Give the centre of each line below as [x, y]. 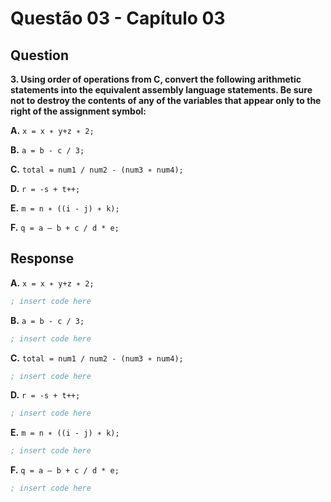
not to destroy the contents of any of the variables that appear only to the [166, 100]
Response [42, 258]
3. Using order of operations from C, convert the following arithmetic [156, 79]
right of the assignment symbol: [78, 111]
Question [39, 55]
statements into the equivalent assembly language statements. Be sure [161, 90]
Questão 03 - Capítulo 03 [118, 18]
